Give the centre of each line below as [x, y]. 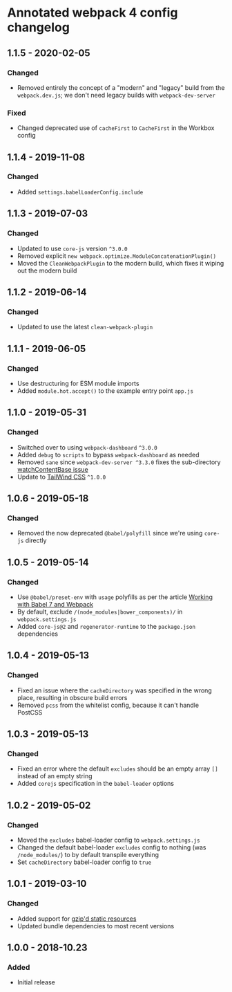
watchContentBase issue [52, 469]
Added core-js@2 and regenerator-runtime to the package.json [106, 626]
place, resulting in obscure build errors [72, 697]
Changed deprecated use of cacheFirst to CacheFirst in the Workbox [116, 128]
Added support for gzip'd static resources [77, 919]
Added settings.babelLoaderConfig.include [80, 192]
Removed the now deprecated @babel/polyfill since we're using [110, 533]
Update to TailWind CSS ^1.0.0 [61, 477]
